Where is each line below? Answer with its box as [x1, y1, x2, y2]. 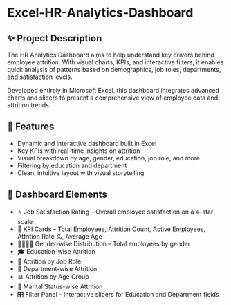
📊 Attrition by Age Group [17, 272, 89, 281]
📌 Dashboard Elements [7, 189, 107, 201]
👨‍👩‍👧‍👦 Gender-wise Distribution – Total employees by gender [17, 239, 191, 248]
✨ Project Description [7, 33, 102, 44]
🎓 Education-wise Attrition [17, 247, 95, 255]
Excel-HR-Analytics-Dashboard [7, 5, 194, 21]
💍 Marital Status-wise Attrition [17, 282, 103, 290]
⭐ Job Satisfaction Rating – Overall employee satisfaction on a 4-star [17, 207, 214, 216]
